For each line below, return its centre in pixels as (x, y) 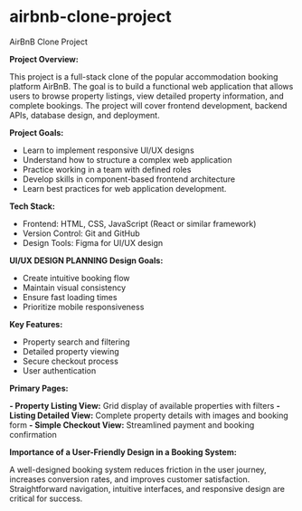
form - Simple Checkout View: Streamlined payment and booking (132, 425)
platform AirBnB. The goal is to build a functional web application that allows (151, 86)
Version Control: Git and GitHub (81, 233)
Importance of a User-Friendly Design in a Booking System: (123, 452)
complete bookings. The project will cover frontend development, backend (148, 105)
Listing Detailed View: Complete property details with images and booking (149, 415)
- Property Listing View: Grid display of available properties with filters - (145, 405)
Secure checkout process (71, 361)
